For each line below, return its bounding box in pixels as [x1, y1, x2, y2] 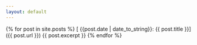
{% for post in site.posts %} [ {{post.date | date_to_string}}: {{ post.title [5, 25, 184, 32]
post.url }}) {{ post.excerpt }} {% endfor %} [13, 31, 122, 39]
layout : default [5, 8, 47, 15]
